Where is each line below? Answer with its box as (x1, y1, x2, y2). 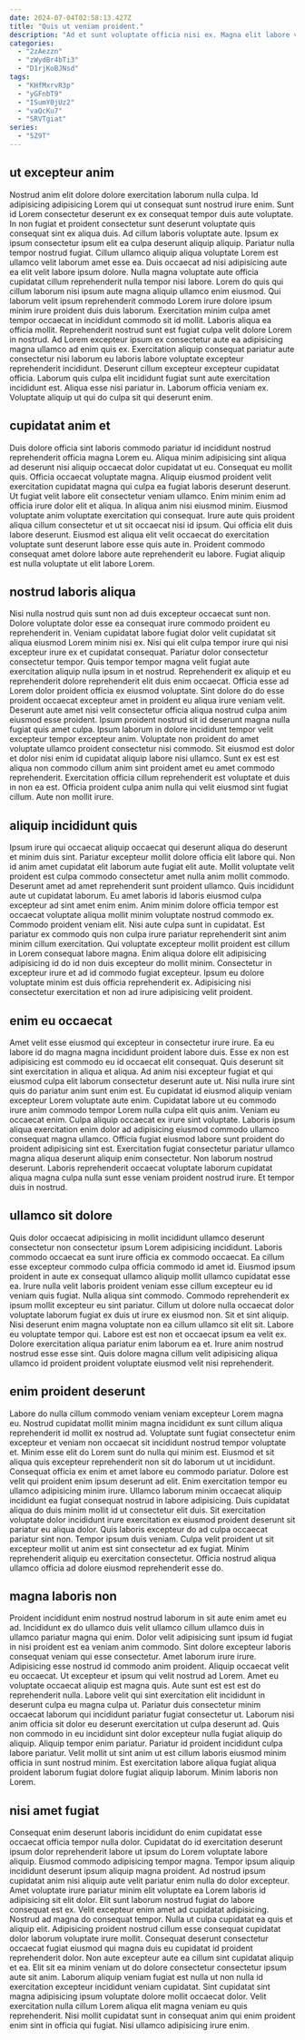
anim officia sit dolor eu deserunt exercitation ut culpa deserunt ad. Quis (9, 1719, 280, 1730)
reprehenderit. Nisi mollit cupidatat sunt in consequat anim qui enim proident (9, 2010, 296, 2021)
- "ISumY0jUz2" (17, 97, 75, 107)
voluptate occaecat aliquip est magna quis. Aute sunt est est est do (9, 1680, 261, 1691)
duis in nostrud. (9, 1181, 68, 1192)
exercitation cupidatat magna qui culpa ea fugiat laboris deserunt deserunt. (9, 480, 291, 491)
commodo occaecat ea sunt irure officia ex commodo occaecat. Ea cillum (9, 1251, 285, 1262)
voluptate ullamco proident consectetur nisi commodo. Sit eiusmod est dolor (9, 744, 295, 754)
